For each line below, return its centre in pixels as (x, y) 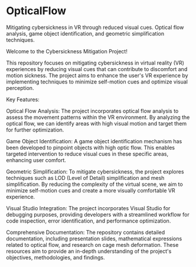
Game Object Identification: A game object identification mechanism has (94, 141)
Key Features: (23, 99)
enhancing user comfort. (36, 160)
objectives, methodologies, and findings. (55, 257)
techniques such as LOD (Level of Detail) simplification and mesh (85, 178)
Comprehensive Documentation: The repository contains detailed (86, 232)
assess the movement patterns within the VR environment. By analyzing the (98, 117)
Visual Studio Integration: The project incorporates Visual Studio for (88, 208)
